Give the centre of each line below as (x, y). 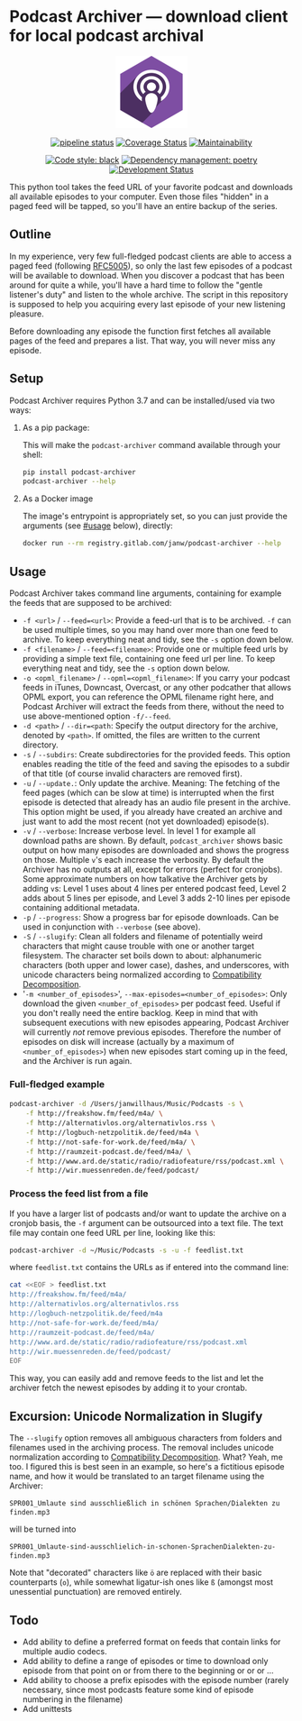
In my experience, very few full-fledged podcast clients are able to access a (151, 256)
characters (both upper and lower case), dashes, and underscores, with (156, 965)
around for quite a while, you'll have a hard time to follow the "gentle (136, 285)
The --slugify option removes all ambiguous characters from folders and (146, 1438)
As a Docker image (58, 499)
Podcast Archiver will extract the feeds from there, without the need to (153, 706)
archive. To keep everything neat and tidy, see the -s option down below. (158, 639)
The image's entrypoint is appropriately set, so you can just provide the (155, 517)
